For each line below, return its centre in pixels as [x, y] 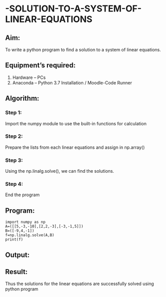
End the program [22, 195]
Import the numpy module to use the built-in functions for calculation [76, 123]
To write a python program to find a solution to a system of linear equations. [83, 50]
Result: [16, 272]
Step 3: [14, 160]
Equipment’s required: [40, 65]
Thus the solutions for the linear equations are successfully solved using [80, 284]
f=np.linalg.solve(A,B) [30, 235]
